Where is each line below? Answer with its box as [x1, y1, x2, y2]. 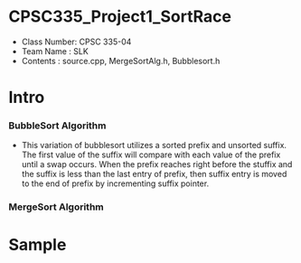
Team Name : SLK [21, 45, 89, 56]
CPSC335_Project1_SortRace [8, 6, 232, 27]
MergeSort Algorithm [8, 201, 105, 213]
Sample [8, 234, 67, 255]
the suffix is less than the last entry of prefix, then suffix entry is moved [21, 169, 287, 180]
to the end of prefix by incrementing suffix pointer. [21, 178, 210, 189]
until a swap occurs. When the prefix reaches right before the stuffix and [21, 159, 293, 170]
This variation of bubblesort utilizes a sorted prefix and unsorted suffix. [21, 140, 287, 151]
